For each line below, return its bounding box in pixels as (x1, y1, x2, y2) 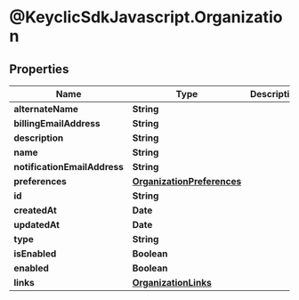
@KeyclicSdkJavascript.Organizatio (9, 7, 283, 28)
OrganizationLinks (132, 277, 212, 288)
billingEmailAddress (13, 118, 101, 129)
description (13, 132, 64, 144)
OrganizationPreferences (132, 175, 242, 187)
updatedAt (13, 219, 61, 231)
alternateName (13, 103, 78, 115)
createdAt (13, 204, 58, 216)
